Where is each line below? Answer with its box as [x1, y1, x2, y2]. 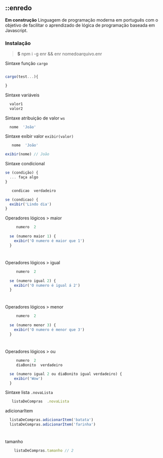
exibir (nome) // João [5, 152, 50, 157]
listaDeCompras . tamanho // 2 [14, 448, 74, 453]
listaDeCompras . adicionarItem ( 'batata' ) [9, 418, 94, 423]
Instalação [5, 39, 31, 46]
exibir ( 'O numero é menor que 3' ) [14, 327, 85, 333]
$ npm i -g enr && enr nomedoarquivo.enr [17, 51, 102, 57]
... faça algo [9, 175, 38, 180]
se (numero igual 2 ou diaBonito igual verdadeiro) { [9, 371, 122, 376]
